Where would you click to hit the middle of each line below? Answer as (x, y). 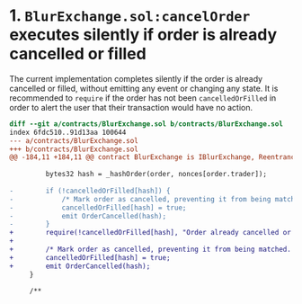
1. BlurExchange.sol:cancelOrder (130, 16)
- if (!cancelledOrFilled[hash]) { (90, 191)
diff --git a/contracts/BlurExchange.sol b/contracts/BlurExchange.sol (146, 124)
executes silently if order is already (143, 35)
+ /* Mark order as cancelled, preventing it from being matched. (151, 250)
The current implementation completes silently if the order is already (136, 78)
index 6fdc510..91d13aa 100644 (68, 132)
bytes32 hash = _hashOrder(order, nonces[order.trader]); (156, 174)
